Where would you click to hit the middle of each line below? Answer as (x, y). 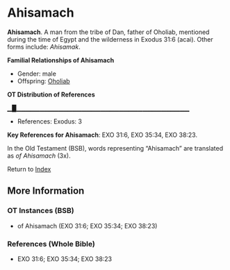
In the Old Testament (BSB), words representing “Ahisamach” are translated (115, 148)
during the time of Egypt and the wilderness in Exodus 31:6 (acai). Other (110, 39)
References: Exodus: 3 (49, 121)
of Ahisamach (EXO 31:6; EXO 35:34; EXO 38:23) (87, 226)
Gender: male (37, 74)
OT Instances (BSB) (41, 211)
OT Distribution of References (51, 94)
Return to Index (29, 169)
